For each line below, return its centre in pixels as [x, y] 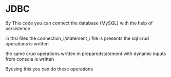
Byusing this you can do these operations [49, 69]
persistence [18, 28]
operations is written [27, 43]
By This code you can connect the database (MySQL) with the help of [79, 23]
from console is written [30, 59]
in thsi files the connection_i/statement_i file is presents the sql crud [77, 38]
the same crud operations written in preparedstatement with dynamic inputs [86, 54]
